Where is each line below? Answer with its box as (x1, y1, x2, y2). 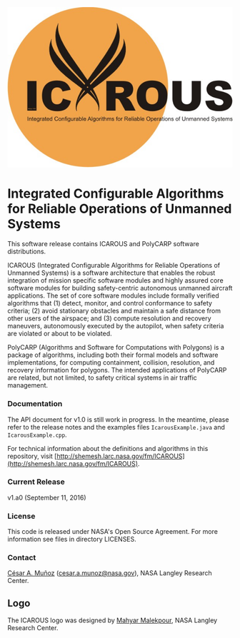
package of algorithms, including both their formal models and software (7, 350, 219, 360)
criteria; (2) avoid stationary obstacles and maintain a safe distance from (7, 307, 221, 315)
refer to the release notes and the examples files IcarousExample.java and (7, 422, 225, 431)
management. (7, 381, 49, 390)
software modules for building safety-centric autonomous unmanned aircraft (7, 284, 233, 293)
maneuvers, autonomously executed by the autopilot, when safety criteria (7, 322, 224, 330)
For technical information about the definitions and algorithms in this (7, 444, 209, 452)
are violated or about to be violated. (7, 329, 112, 338)
